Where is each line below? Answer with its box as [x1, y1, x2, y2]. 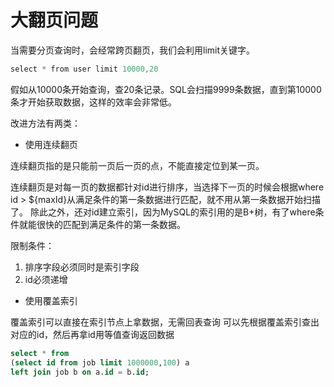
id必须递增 [24, 273, 68, 285]
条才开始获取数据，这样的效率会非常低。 [10, 96, 177, 108]
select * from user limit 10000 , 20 [10, 64, 159, 74]
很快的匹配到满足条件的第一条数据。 [36, 218, 186, 230]
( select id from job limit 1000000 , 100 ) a [10, 357, 190, 368]
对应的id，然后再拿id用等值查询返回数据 [10, 328, 175, 340]
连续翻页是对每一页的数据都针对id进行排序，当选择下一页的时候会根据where [10, 181, 325, 193]
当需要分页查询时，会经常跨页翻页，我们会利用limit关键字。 [10, 44, 256, 56]
